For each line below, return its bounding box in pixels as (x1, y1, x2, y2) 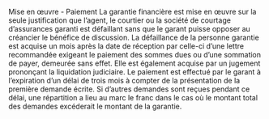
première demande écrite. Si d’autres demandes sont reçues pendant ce (8, 84, 250, 94)
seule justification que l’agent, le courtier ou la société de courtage (8, 15, 231, 25)
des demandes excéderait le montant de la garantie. (8, 101, 182, 111)
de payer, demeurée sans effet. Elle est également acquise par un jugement (8, 58, 261, 68)
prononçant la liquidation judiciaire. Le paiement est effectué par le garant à (8, 67, 261, 76)
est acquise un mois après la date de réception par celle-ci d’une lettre (8, 41, 245, 51)
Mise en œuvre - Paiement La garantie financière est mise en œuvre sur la (8, 7, 257, 16)
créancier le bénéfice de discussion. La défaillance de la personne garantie (8, 32, 259, 42)
